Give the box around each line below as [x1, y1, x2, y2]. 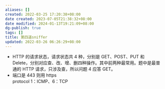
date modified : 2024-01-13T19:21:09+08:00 [5, 21, 94, 26]
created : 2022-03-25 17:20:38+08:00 [5, 12, 81, 17]
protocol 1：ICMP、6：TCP [12, 78, 68, 84]
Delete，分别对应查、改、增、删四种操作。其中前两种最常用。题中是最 [12, 60, 156, 66]
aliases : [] [5, 7, 30, 12]
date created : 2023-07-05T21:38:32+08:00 [5, 16, 92, 21]
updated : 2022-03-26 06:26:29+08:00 [5, 40, 81, 44]
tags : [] [5, 30, 23, 35]
